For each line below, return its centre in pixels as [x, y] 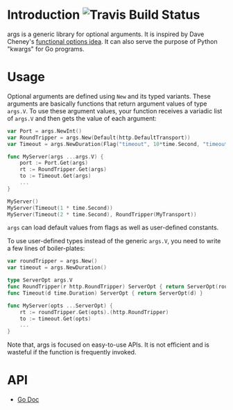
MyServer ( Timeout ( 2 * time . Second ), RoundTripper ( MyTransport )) [102, 214]
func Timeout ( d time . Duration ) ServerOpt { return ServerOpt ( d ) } [105, 293]
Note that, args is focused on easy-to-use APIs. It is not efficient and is [108, 345]
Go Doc [28, 400]
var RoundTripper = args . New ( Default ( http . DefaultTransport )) [99, 138]
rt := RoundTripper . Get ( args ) [63, 170]
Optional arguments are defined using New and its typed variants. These [109, 96]
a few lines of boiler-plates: [46, 248]
